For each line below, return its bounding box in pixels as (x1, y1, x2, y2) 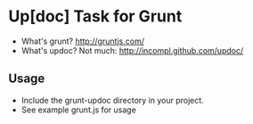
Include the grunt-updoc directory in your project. (20, 95, 204, 105)
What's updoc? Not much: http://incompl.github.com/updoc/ (20, 45, 244, 55)
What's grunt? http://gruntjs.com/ (20, 36, 144, 46)
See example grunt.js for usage (20, 104, 137, 115)
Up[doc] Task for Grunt (8, 6, 183, 27)
